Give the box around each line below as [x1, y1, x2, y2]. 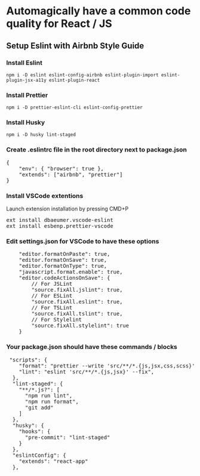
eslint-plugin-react [48, 77, 100, 83]
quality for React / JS [6, 17, 112, 30]
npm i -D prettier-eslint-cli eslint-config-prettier [6, 104, 143, 111]
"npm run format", [24, 398, 79, 405]
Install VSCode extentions [6, 191, 84, 200]
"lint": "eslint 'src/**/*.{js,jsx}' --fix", [19, 368, 155, 375]
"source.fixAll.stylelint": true [31, 322, 130, 329]
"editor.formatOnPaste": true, [19, 251, 110, 258]
